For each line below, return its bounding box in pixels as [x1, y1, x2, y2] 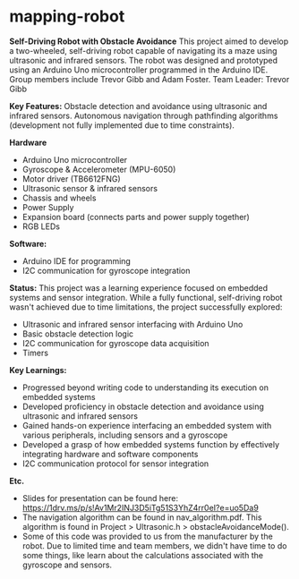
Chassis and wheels [21, 192, 97, 203]
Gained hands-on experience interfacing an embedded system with [21, 420, 272, 430]
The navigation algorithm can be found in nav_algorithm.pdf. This [21, 512, 262, 523]
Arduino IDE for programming [21, 255, 132, 266]
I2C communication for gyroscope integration [21, 265, 191, 276]
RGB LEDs [21, 221, 61, 232]
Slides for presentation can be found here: [21, 492, 179, 503]
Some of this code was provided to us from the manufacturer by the [21, 531, 273, 541]
